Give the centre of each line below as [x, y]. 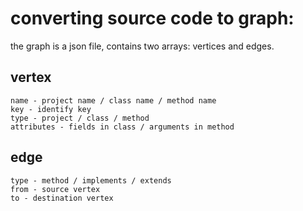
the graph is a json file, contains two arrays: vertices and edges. [142, 46]
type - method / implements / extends [91, 180]
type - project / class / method [80, 118]
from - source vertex [55, 189]
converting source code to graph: [152, 18]
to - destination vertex [62, 198]
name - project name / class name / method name [113, 100]
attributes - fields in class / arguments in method [122, 127]
